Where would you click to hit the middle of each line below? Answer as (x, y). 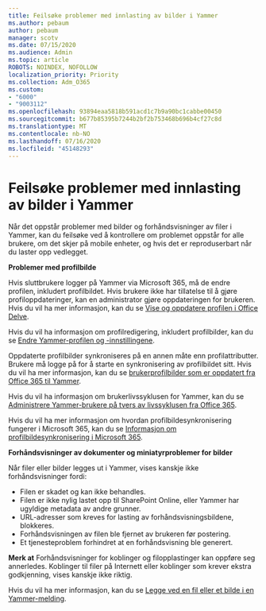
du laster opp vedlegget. (48, 252)
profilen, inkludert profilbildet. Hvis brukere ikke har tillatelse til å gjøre (123, 292)
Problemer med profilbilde (52, 268)
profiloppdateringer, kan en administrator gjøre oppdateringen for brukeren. (132, 300)
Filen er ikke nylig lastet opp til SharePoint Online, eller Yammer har (129, 501)
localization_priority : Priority (64, 75)
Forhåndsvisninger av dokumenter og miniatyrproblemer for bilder (120, 453)
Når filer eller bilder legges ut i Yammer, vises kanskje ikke (104, 468)
